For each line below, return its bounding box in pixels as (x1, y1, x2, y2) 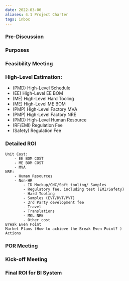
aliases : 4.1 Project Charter (5, 12, 69, 17)
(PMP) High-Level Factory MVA (12, 106, 78, 112)
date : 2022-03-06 (5, 7, 42, 13)
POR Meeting (5, 242, 38, 249)
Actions (5, 230, 22, 236)
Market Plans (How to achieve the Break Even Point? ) (5, 226, 122, 231)
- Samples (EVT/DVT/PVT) (23, 195, 75, 201)
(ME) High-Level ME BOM (12, 101, 66, 107)
